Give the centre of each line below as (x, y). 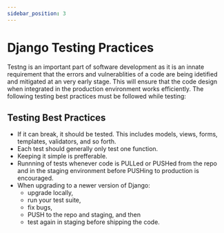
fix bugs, (40, 207)
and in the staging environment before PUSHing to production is (108, 171)
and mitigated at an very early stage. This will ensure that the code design (112, 81)
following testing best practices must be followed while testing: (96, 96)
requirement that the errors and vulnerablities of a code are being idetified (112, 74)
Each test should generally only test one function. (88, 149)
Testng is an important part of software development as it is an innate (106, 67)
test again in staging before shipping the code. (93, 222)
